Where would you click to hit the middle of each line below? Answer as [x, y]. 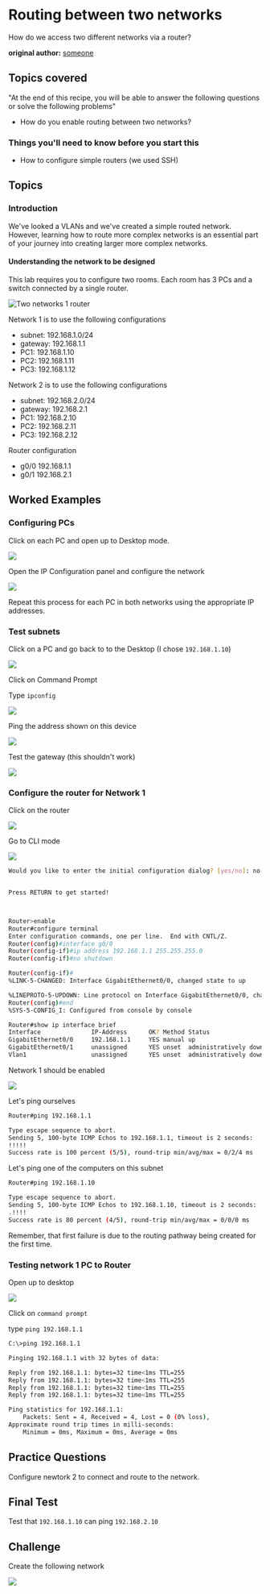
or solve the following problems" [62, 106]
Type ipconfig [32, 695]
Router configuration [43, 450]
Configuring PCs [41, 523]
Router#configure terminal [53, 929]
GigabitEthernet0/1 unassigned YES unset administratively [127, 1047]
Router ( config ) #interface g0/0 [61, 944]
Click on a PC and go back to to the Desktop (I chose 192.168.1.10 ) [120, 649]
